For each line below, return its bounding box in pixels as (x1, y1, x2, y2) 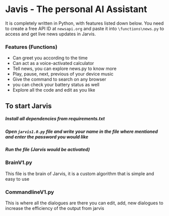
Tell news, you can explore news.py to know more (12, 65, 117, 71)
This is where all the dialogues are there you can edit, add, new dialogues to (5, 200, 163, 206)
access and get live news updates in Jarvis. (5, 31, 96, 37)
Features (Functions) (5, 43, 58, 50)
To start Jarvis (5, 102, 52, 110)
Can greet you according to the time (12, 55, 88, 61)
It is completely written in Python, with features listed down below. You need (5, 20, 164, 26)
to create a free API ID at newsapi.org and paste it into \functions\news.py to (5, 25, 164, 31)
